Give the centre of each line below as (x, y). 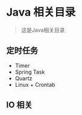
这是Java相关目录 (43, 30)
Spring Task (30, 72)
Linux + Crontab (35, 84)
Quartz (24, 78)
